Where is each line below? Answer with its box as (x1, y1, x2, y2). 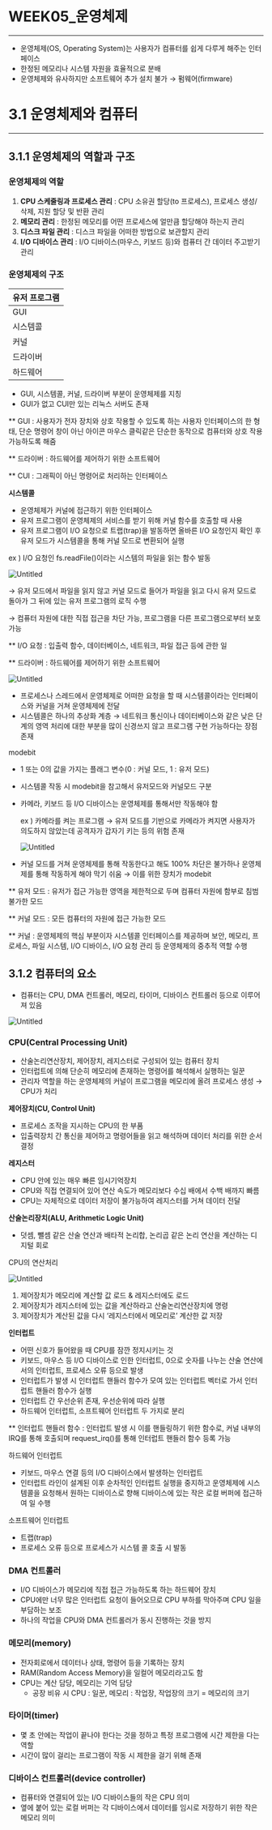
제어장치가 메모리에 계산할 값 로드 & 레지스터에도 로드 (19, 1290, 189, 1300)
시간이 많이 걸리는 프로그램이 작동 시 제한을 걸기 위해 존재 (19, 1750, 202, 1759)
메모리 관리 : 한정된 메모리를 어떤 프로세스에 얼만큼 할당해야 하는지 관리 (19, 216, 244, 226)
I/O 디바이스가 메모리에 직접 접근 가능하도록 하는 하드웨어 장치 (19, 1585, 216, 1595)
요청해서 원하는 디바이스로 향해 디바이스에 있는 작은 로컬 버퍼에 (41, 1488, 241, 1498)
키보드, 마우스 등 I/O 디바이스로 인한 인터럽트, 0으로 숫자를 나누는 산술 (19, 1355, 242, 1365)
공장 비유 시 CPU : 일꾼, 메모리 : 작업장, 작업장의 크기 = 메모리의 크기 (32, 1687, 249, 1698)
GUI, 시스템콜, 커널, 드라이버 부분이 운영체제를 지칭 (19, 388, 182, 398)
